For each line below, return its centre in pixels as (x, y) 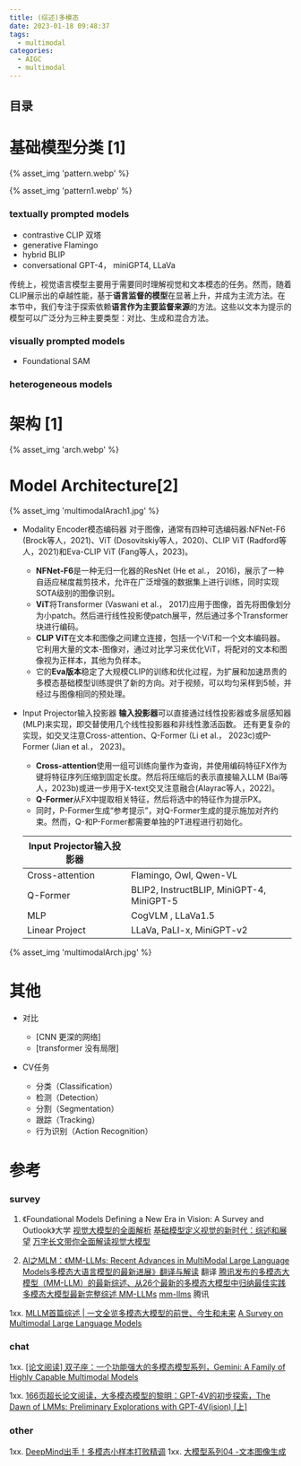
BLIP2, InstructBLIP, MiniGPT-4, (199, 889)
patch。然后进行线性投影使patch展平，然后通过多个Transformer (170, 615)
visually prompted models (67, 342)
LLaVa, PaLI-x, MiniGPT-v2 (189, 930)
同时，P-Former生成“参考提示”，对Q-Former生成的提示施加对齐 (153, 810)
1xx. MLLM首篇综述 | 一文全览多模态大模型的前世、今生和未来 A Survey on (146, 1314)
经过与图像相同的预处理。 (83, 694)
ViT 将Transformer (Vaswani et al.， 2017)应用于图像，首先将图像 (155, 604)
